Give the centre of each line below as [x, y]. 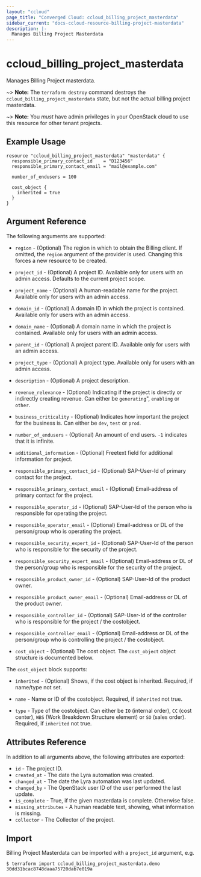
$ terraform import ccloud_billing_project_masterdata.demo [83, 864]
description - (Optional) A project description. [73, 380]
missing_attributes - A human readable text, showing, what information [104, 807]
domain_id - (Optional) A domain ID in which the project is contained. [100, 308]
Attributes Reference [46, 743]
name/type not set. [39, 687]
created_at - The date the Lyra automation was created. [84, 775]
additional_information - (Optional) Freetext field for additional [94, 452]
